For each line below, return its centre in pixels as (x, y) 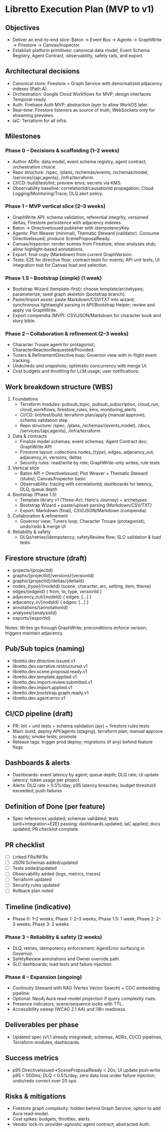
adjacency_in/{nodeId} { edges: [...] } (50, 602)
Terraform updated (32, 879)
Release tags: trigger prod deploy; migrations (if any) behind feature (82, 742)
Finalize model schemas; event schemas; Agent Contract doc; (84, 442)
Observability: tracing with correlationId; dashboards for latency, (86, 484)
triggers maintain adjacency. (34, 633)
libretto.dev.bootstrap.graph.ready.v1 (50, 693)
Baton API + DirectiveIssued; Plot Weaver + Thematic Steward (84, 473)
